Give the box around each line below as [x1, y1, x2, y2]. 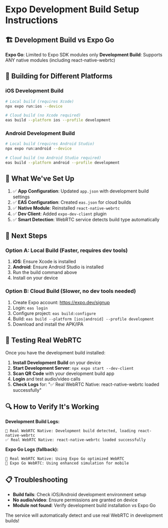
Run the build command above [12, 269, 78, 276]
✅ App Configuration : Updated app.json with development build [12, 188, 149, 194]
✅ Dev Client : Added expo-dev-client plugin [12, 210, 107, 217]
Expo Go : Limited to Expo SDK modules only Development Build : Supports [5, 52, 162, 57]
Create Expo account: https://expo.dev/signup [12, 299, 110, 305]
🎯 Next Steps [5, 231, 47, 240]
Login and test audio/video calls [12, 375, 81, 382]
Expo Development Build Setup [5, 4, 139, 15]
